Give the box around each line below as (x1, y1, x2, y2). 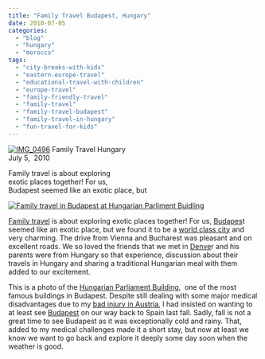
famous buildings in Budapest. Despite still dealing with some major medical (8, 291, 258, 300)
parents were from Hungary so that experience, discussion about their (8, 250, 239, 259)
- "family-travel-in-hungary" (15, 115, 115, 123)
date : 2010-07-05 (8, 19, 66, 27)
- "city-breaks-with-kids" (15, 64, 105, 72)
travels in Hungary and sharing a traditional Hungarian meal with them (8, 258, 238, 267)
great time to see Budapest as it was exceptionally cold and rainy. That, (8, 316, 242, 326)
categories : (8, 26, 48, 34)
